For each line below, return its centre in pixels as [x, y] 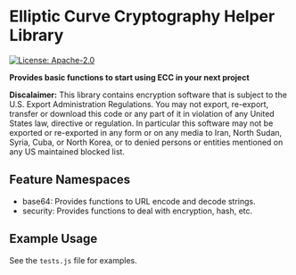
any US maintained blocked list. [67, 151]
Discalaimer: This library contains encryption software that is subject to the [148, 95]
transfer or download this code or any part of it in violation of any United [142, 113]
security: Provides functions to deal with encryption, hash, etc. [137, 211]
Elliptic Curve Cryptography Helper [142, 17]
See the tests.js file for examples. [74, 260]
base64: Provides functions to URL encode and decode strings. [139, 201]
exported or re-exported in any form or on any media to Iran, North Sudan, [146, 132]
